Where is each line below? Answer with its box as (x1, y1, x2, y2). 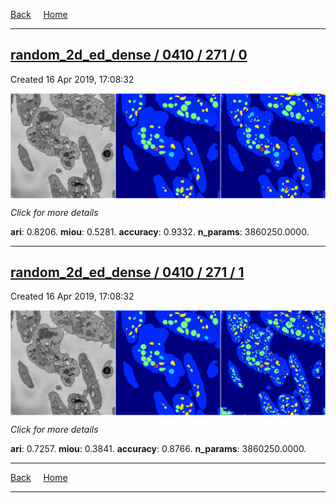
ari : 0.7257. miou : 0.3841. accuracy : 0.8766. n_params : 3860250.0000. (10, 443, 307, 455)
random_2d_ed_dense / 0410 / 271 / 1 (10, 264, 245, 281)
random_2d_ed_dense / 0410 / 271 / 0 (10, 47, 248, 64)
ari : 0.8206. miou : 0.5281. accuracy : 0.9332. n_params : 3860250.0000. (10, 225, 310, 238)
